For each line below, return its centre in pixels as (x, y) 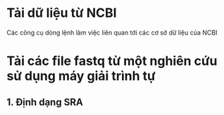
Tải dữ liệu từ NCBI (62, 13)
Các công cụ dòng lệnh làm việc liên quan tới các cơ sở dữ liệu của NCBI (112, 32)
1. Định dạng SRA (45, 102)
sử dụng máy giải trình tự (81, 76)
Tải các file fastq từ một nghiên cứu (112, 61)
